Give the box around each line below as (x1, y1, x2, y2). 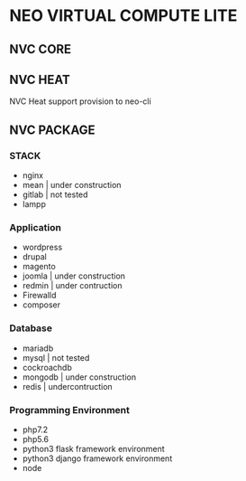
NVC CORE (9, 42, 72, 57)
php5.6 (22, 433, 50, 444)
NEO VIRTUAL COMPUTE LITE (9, 5, 238, 26)
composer (22, 299, 61, 310)
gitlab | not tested (22, 189, 88, 200)
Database (9, 322, 52, 335)
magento (22, 261, 56, 272)
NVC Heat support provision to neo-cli (9, 96, 151, 107)
